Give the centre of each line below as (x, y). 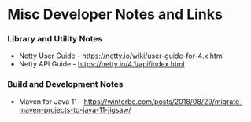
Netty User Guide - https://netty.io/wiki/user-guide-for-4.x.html (122, 56)
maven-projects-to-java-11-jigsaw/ (75, 109)
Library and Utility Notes (55, 39)
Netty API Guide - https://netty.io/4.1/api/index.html (102, 64)
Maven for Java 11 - (50, 101)
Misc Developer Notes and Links (115, 14)
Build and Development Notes (65, 84)
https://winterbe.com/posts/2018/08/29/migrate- (163, 101)
